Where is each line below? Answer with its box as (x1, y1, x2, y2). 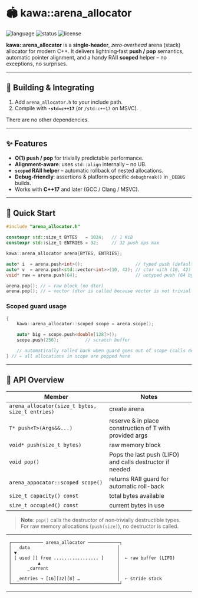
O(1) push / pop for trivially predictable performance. (14, 154, 144, 161)
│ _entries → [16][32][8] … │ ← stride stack (8, 576, 162, 582)
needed (108, 465, 131, 473)
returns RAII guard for (108, 474, 169, 483)
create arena (108, 405, 144, 413)
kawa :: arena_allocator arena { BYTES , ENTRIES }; (6, 250, 123, 256)
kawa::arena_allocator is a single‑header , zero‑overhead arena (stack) (6, 41, 181, 48)
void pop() (9, 458, 39, 465)
